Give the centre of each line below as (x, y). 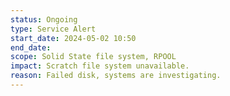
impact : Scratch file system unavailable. (100, 66)
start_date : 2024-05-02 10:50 (73, 38)
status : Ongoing (44, 19)
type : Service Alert (53, 29)
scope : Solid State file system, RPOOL (93, 57)
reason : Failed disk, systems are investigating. (116, 76)
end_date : (31, 47)
